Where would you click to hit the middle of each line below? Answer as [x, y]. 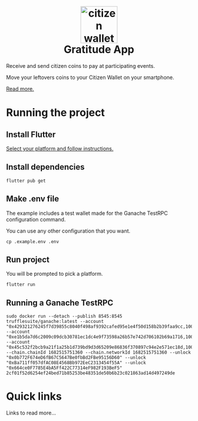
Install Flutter [31, 134]
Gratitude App [99, 50]
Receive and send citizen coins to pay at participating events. [80, 66]
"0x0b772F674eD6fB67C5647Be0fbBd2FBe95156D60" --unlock [76, 358]
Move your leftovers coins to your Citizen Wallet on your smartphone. [90, 77]
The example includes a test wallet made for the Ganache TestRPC [87, 213]
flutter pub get [26, 181]
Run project [28, 260]
